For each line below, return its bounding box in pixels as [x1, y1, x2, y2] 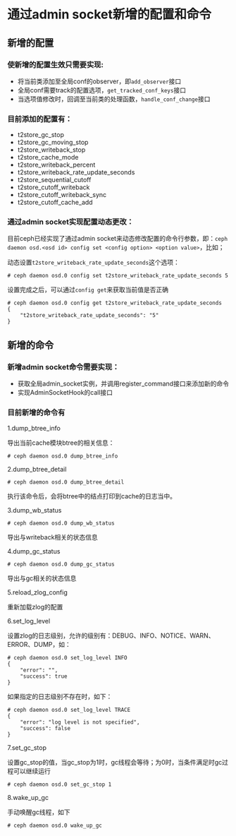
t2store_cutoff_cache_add [17, 198, 93, 207]
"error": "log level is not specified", [20, 719, 140, 726]
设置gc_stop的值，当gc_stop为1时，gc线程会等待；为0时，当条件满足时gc [7, 758, 223, 767]
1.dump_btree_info [7, 424, 61, 433]
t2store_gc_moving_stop [17, 138, 89, 147]
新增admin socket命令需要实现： [7, 362, 120, 371]
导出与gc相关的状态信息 [7, 574, 77, 583]
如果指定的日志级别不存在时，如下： [7, 693, 113, 701]
